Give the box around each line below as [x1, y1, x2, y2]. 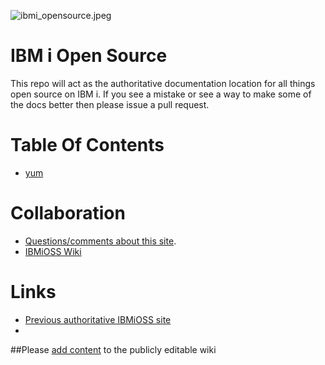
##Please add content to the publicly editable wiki [10, 343, 217, 355]
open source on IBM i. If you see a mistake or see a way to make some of [10, 88, 312, 100]
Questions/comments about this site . [24, 235, 177, 247]
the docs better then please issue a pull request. [10, 98, 210, 110]
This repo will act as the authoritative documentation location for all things [10, 77, 316, 89]
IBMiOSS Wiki [24, 245, 82, 257]
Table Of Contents [10, 134, 165, 157]
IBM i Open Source [10, 45, 168, 67]
